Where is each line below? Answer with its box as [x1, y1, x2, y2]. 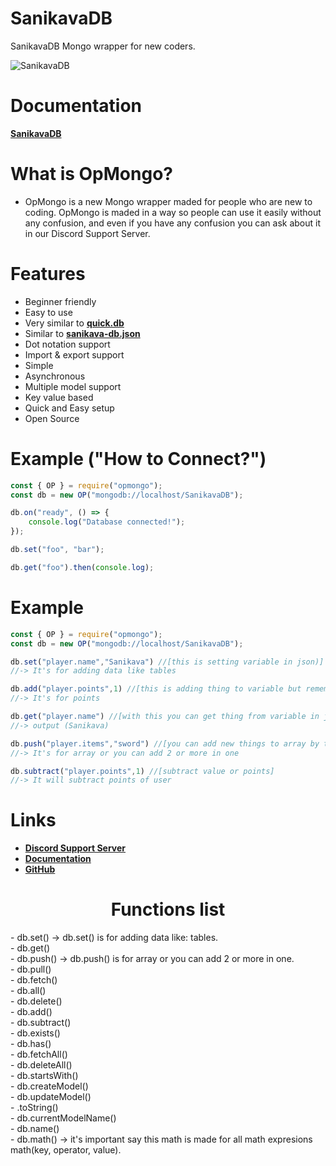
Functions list [110, 898, 226, 921]
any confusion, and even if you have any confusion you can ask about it [24, 217, 322, 229]
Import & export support [24, 348, 125, 361]
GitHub [24, 863, 56, 876]
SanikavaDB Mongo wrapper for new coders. [10, 40, 196, 52]
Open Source [24, 412, 80, 424]
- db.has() [10, 1038, 52, 1050]
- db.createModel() [10, 1080, 89, 1092]
